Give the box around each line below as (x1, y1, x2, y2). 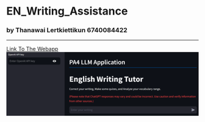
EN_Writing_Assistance (6, 4, 128, 18)
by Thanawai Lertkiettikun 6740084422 (6, 26, 128, 35)
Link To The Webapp (6, 46, 59, 53)
